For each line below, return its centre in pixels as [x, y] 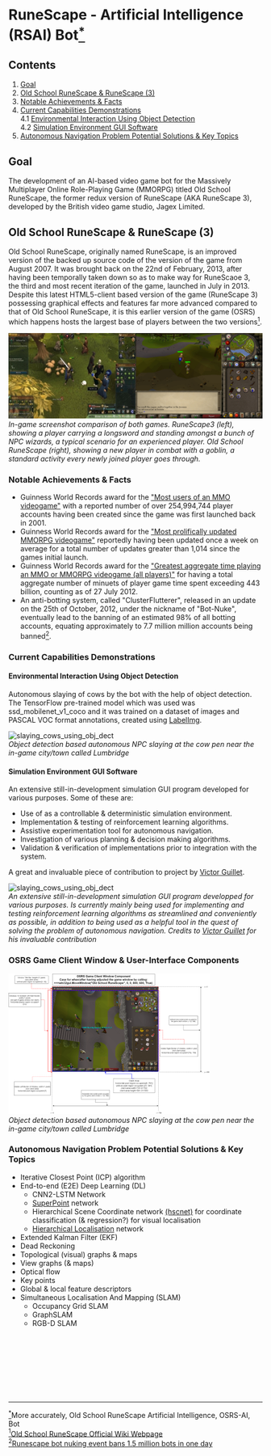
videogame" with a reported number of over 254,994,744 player [127, 506]
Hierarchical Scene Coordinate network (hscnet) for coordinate [137, 1211]
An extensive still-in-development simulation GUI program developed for [129, 789]
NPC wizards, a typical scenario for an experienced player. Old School [126, 441]
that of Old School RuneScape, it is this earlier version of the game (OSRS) [132, 311]
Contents [32, 65]
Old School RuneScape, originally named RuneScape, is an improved [123, 251]
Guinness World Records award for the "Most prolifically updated [128, 532]
